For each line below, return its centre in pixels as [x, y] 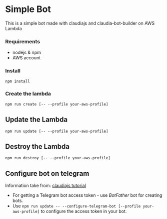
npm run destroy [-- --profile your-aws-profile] [58, 158]
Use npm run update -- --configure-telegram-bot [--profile [76, 206]
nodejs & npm [26, 52]
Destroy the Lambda [37, 147]
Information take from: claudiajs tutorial [46, 186]
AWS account [26, 58]
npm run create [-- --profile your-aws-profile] [57, 104]
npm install [17, 81]
